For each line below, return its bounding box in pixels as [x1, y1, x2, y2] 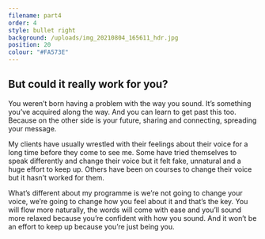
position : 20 [8, 41, 51, 49]
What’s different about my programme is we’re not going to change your [8, 188, 243, 198]
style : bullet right [8, 26, 77, 34]
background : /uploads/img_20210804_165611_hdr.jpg [8, 33, 179, 42]
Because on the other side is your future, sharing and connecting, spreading [8, 116, 257, 125]
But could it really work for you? [8, 78, 168, 91]
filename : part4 [8, 11, 62, 20]
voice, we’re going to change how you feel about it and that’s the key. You [8, 196, 248, 206]
